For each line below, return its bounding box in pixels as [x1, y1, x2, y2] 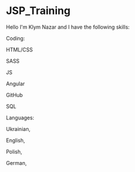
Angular [6, 80, 25, 87]
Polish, [6, 148, 22, 155]
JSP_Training [6, 4, 71, 18]
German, [6, 159, 27, 166]
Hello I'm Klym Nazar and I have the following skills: [6, 23, 130, 30]
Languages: [6, 114, 34, 121]
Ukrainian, [6, 125, 31, 132]
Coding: [6, 35, 25, 42]
